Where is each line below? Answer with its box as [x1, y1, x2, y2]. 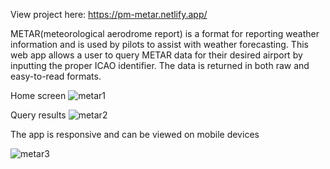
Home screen [10, 90, 67, 101]
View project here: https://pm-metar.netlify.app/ [10, 9, 208, 20]
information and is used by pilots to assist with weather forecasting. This [10, 39, 309, 50]
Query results [10, 109, 67, 121]
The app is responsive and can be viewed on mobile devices [10, 129, 260, 140]
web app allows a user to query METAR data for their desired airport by [10, 49, 303, 61]
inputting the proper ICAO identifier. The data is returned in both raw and [10, 60, 310, 71]
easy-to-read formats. [10, 70, 102, 82]
